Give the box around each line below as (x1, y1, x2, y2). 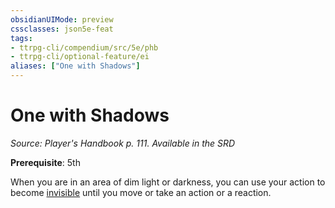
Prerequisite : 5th (10, 156, 81, 168)
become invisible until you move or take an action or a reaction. (10, 186, 272, 198)
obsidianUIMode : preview (10, 14, 114, 25)
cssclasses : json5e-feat (10, 24, 114, 34)
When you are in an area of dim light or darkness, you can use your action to (10, 176, 326, 188)
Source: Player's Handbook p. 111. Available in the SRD (10, 137, 236, 149)
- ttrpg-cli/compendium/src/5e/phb (10, 42, 159, 53)
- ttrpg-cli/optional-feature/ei (10, 52, 150, 62)
